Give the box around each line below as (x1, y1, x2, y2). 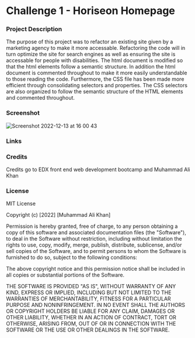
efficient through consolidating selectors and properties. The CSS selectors (6, 82, 188, 89)
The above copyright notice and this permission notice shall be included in (6, 265, 185, 272)
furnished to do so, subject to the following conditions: (6, 254, 137, 261)
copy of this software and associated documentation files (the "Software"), (6, 229, 187, 236)
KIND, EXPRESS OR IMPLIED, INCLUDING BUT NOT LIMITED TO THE (6, 289, 172, 296)
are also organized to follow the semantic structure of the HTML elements (6, 88, 183, 95)
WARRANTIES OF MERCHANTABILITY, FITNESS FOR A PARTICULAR (6, 295, 171, 302)
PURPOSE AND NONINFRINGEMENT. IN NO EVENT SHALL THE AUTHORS (6, 302, 186, 309)
